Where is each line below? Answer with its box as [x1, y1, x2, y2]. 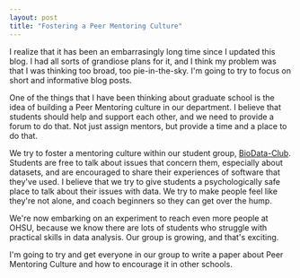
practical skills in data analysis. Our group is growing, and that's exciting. [9, 231, 279, 242]
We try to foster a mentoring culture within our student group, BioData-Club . [9, 147, 292, 158]
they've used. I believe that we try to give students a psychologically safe [9, 176, 281, 187]
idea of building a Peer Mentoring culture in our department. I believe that [9, 101, 281, 112]
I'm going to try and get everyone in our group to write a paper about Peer [9, 248, 284, 260]
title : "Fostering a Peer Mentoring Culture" [9, 22, 182, 30]
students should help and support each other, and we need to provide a [9, 111, 274, 122]
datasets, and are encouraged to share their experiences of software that [9, 167, 280, 178]
